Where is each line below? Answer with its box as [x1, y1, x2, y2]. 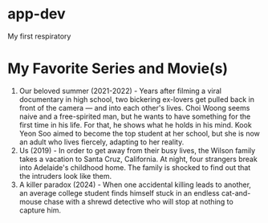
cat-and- [221, 188, 251, 197]
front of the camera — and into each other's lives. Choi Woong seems [18, 103, 250, 112]
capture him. [18, 205, 62, 215]
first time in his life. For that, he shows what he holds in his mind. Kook [18, 120, 252, 129]
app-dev [7, 5, 66, 23]
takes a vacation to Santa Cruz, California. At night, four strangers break [18, 154, 258, 164]
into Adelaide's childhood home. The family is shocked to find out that [18, 162, 251, 172]
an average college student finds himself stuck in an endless [18, 188, 220, 197]
